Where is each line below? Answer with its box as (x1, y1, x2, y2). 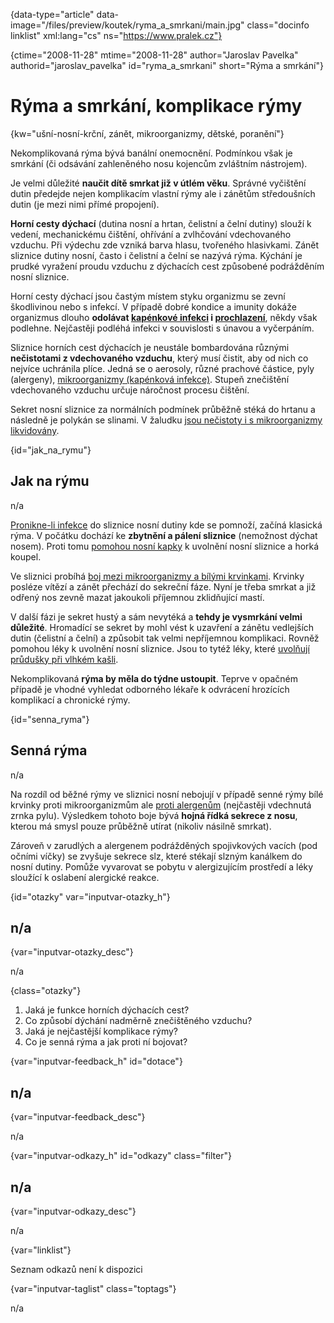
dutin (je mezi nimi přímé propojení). (10, 198, 160, 210)
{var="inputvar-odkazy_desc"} (10, 1205, 137, 1217)
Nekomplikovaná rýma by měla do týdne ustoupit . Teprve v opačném (10, 672, 298, 684)
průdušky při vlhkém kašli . (10, 653, 119, 665)
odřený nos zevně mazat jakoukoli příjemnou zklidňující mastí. (10, 591, 265, 603)
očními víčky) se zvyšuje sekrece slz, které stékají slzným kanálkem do (10, 850, 303, 862)
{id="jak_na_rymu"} (10, 444, 92, 456)
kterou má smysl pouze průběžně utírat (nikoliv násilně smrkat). (10, 820, 272, 832)
